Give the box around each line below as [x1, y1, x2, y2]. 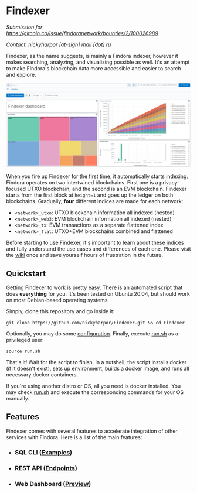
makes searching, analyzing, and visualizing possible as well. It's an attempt [6, 59, 190, 66]
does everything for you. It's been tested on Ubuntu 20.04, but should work [6, 290, 191, 297]
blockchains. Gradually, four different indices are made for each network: [6, 198, 184, 205]
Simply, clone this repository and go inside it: [6, 308, 115, 315]
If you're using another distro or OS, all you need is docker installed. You [6, 382, 181, 390]
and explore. [6, 71, 36, 78]
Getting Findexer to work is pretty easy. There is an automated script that [6, 284, 183, 291]
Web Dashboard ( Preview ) [14, 480, 91, 488]
